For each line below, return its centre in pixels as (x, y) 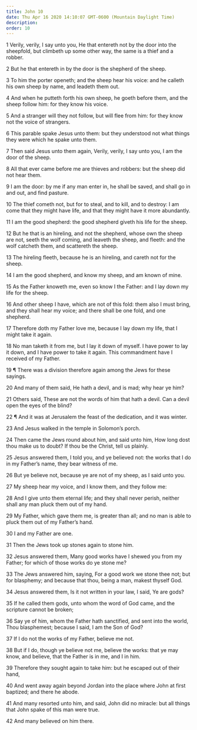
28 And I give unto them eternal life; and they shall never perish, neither (93, 498)
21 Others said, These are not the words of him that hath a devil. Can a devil (98, 399)
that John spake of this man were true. (53, 710)
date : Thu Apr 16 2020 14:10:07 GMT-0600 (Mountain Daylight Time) (91, 17)
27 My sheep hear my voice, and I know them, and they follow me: (86, 487)
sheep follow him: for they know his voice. (57, 105)
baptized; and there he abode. (43, 692)
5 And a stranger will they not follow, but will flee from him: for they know (95, 116)
